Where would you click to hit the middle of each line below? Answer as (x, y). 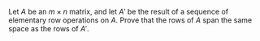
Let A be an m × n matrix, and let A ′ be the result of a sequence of (119, 12)
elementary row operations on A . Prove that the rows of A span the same (130, 20)
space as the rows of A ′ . (49, 29)
